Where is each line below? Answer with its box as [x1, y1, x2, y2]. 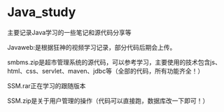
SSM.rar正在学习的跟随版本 [7, 81, 86, 90]
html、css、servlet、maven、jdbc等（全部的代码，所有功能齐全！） [7, 66, 204, 75]
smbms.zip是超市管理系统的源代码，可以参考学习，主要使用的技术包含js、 [7, 57, 222, 66]
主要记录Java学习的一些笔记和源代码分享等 [7, 28, 132, 36]
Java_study [7, 4, 76, 20]
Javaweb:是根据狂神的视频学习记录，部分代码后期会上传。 [7, 43, 176, 51]
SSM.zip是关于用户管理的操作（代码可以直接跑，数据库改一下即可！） [7, 96, 209, 105]
